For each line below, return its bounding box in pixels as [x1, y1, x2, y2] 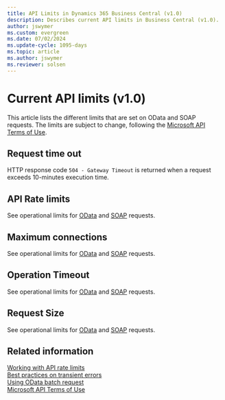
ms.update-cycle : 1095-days [7, 42, 88, 49]
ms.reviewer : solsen [7, 61, 67, 68]
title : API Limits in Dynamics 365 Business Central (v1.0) [7, 10, 183, 17]
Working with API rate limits [7, 364, 85, 372]
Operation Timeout [7, 269, 90, 281]
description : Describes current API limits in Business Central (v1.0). [7, 16, 220, 23]
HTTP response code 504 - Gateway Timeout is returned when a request [7, 166, 211, 174]
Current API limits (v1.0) [7, 91, 146, 106]
